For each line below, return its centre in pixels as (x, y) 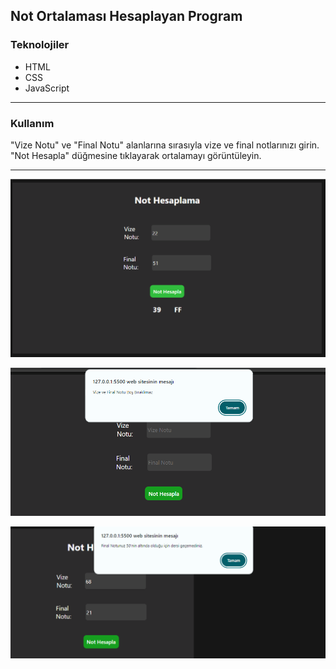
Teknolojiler (40, 45)
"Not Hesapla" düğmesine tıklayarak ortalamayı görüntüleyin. (136, 155)
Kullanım (32, 123)
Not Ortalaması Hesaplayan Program (126, 16)
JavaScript (47, 88)
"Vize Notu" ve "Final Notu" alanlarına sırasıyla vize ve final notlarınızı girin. (165, 145)
